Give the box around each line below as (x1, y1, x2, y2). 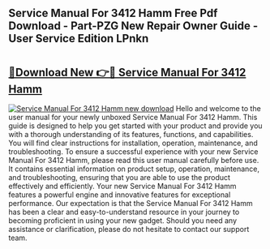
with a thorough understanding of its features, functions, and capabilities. (8, 130, 254, 139)
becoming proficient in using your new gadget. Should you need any (8, 216, 238, 225)
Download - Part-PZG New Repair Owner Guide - (8, 19, 259, 33)
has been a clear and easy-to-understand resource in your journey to (8, 207, 240, 217)
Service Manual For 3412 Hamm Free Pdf (8, 6, 218, 20)
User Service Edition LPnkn (8, 32, 149, 45)
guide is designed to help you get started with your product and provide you (8, 121, 263, 131)
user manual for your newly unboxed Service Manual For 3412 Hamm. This (8, 113, 258, 122)
